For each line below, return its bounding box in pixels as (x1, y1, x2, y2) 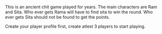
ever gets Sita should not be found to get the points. (5, 14, 110, 20)
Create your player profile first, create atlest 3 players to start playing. (5, 23, 146, 29)
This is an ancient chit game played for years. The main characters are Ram (5, 4, 158, 10)
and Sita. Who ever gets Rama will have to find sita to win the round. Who (5, 9, 153, 15)
